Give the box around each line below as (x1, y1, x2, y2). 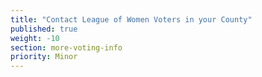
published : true (10, 24, 78, 34)
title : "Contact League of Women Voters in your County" (10, 14, 253, 25)
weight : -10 (10, 33, 60, 43)
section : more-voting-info (10, 42, 123, 53)
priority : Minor (10, 52, 78, 62)
